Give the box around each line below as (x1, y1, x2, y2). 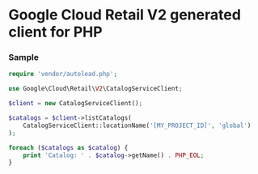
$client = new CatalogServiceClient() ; (8, 100, 143, 108)
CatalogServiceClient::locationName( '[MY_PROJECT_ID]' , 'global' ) (23, 121, 252, 129)
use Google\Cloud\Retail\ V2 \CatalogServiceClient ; (8, 85, 183, 93)
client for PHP (8, 23, 103, 41)
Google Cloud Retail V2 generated (8, 6, 241, 24)
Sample (8, 52, 39, 63)
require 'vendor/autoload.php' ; (8, 70, 117, 79)
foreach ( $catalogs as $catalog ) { (8, 143, 129, 151)
